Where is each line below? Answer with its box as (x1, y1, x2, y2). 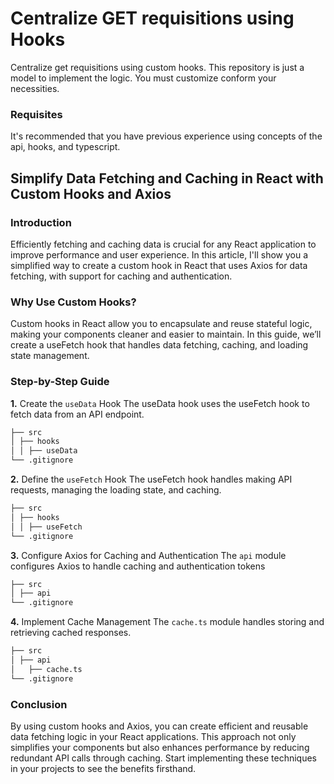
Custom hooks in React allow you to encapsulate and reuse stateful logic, (10, 318, 313, 330)
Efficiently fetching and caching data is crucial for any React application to (10, 238, 317, 250)
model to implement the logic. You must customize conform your (10, 72, 277, 84)
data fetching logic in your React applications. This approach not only (10, 730, 297, 742)
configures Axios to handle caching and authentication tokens (10, 560, 266, 572)
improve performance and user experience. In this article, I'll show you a (10, 248, 309, 261)
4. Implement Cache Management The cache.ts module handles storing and (10, 616, 325, 628)
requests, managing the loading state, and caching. (10, 484, 222, 496)
